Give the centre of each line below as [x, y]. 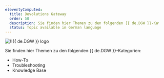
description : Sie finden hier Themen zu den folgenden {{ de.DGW [77, 23]
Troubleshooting [29, 65]
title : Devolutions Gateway [38, 14]
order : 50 [19, 18]
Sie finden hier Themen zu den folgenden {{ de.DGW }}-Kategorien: [73, 51]
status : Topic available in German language [55, 28]
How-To [20, 60]
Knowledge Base [29, 70]
